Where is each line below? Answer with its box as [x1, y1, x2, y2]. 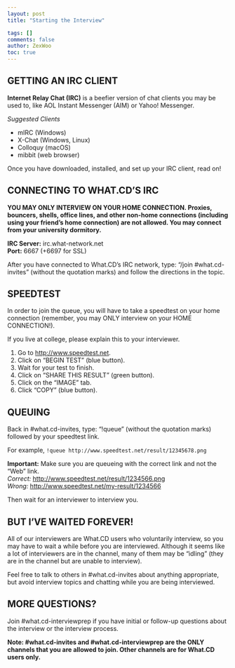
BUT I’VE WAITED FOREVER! [7, 516, 134, 528]
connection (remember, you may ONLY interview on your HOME [7, 314, 192, 323]
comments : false [7, 36, 55, 43]
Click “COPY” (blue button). [17, 386, 98, 394]
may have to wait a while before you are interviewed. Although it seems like [7, 542, 225, 551]
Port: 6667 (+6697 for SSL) [7, 246, 87, 255]
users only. [7, 653, 41, 661]
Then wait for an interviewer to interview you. [7, 495, 139, 504]
